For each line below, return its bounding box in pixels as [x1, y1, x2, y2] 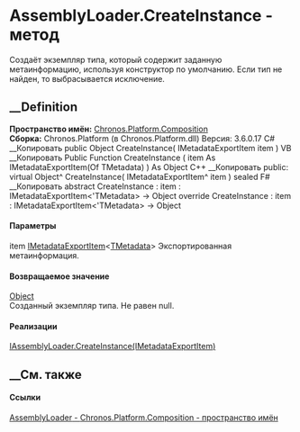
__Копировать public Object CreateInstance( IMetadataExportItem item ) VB [9, 142, 292, 153]
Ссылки [9, 392, 41, 403]
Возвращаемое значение [9, 271, 110, 282]
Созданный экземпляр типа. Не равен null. [9, 301, 175, 311]
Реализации [9, 320, 58, 331]
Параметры [9, 220, 57, 231]
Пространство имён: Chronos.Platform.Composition [9, 123, 209, 134]
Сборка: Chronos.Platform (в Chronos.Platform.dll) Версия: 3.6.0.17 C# [9, 132, 276, 144]
